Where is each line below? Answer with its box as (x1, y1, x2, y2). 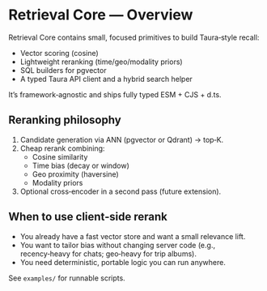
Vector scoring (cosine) (19, 48, 99, 58)
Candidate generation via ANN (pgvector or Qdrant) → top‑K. (19, 135, 224, 144)
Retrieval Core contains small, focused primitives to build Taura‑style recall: (8, 32, 260, 42)
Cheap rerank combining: (19, 143, 105, 153)
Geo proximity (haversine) (32, 169, 119, 179)
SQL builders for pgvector (19, 65, 107, 75)
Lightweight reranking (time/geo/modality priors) (19, 57, 184, 66)
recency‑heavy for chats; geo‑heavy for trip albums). (19, 249, 197, 259)
